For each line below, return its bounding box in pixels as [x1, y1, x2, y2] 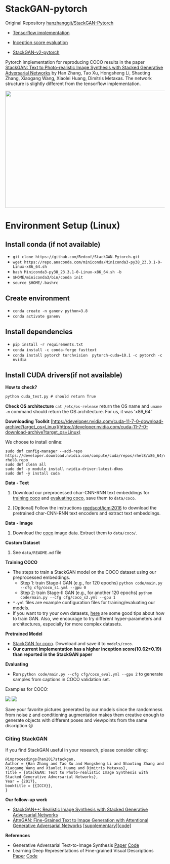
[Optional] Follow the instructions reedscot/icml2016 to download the [12, 505, 157, 511]
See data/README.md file [12, 549, 62, 556]
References [5, 832, 30, 838]
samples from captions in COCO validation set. [12, 677, 110, 683]
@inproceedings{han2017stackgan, [5, 757, 76, 762]
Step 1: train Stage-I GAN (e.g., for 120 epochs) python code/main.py [20, 580, 163, 586]
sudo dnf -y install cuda [5, 471, 60, 476]
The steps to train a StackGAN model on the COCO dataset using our [12, 569, 157, 575]
